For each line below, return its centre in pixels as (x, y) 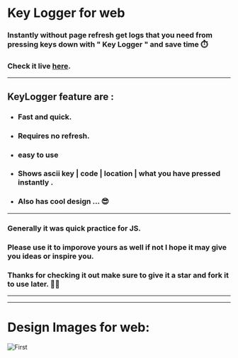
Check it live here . (39, 67)
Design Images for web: (79, 328)
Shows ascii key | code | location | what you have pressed (119, 173)
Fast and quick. (45, 117)
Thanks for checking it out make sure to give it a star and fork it (118, 275)
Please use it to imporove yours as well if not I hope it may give (117, 247)
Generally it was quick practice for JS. (74, 228)
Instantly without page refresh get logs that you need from (110, 35)
